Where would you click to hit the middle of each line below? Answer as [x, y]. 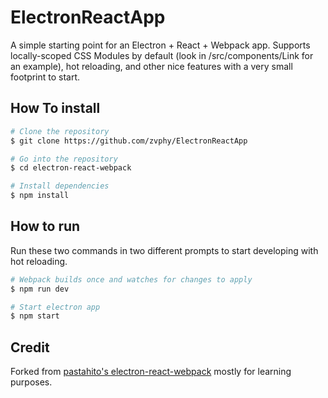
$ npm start [35, 316]
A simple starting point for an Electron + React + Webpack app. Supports [160, 45]
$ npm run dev [40, 289]
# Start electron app [55, 307]
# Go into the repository [64, 159]
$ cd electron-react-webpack [71, 168]
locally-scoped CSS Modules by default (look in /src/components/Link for [162, 55]
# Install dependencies [60, 186]
